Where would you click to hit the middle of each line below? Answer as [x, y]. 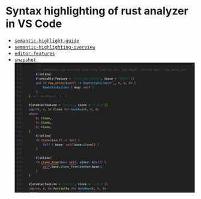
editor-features [34, 53]
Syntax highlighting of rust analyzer [97, 11]
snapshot [25, 60]
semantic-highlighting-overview [55, 47]
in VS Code [34, 24]
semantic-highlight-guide [46, 41]
